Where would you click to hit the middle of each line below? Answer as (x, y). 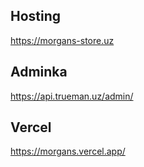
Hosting (36, 16)
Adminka (39, 72)
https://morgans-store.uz (62, 40)
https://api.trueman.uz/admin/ (72, 96)
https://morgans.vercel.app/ (68, 151)
